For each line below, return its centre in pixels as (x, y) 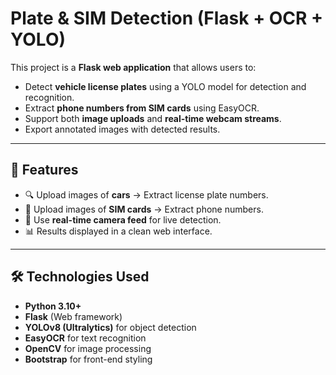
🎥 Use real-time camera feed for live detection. (123, 219)
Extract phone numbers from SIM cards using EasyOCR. (142, 108)
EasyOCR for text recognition (85, 338)
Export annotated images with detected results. (122, 129)
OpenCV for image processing (88, 348)
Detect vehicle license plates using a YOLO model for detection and (165, 86)
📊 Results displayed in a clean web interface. (118, 231)
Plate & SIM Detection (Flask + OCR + (167, 18)
